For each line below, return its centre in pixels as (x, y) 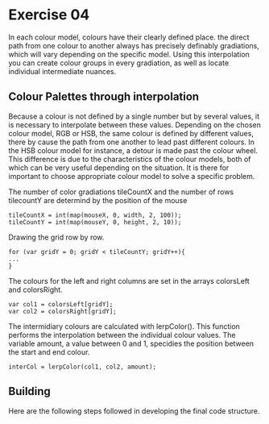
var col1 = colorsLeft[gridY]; (61, 304)
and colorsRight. (35, 289)
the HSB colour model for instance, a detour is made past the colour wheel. (133, 150)
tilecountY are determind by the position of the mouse (98, 200)
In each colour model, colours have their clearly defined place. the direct (129, 37)
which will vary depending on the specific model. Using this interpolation (129, 54)
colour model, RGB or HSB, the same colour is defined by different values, (131, 133)
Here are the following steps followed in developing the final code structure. (134, 411)
